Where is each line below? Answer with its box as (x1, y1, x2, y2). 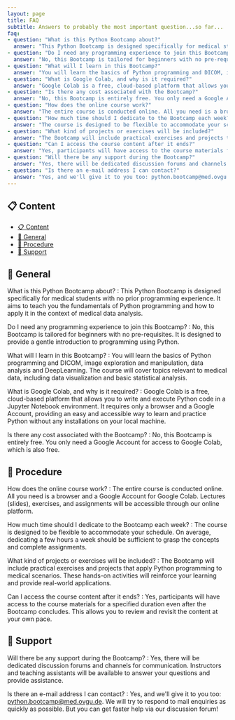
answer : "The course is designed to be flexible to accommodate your (13, 121, 220, 128)
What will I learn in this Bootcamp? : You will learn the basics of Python (7, 352, 211, 360)
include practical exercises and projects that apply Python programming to (7, 564, 222, 572)
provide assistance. (7, 676, 64, 684)
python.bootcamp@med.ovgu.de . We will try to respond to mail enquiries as (7, 697, 227, 705)
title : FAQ (7, 17, 39, 24)
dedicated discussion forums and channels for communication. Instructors (7, 661, 222, 669)
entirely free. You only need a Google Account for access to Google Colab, (7, 438, 222, 446)
